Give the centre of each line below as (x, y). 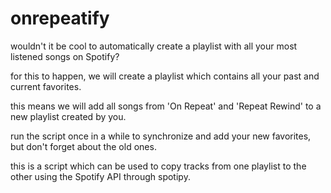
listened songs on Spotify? (65, 56)
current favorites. (46, 86)
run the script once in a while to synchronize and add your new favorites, (161, 136)
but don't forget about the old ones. (83, 146)
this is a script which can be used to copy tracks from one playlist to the (158, 166)
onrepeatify (60, 18)
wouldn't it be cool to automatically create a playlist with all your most (154, 46)
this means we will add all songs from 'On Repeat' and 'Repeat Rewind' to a (166, 106)
